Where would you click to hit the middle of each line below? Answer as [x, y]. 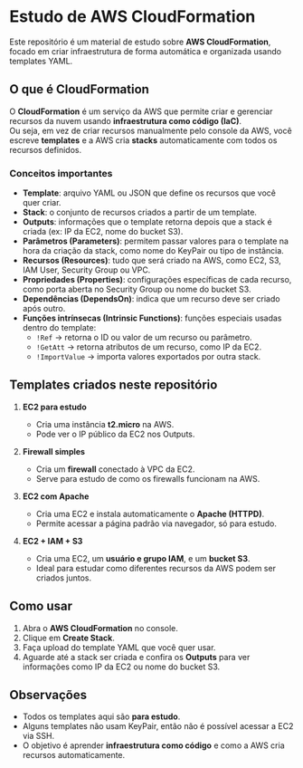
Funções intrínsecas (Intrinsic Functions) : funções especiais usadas [152, 318]
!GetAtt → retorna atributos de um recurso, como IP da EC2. [149, 347]
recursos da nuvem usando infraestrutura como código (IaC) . [126, 120]
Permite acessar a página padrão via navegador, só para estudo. [156, 523]
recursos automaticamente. [74, 755]
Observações [48, 695]
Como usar [41, 606]
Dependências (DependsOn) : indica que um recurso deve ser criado [151, 299]
